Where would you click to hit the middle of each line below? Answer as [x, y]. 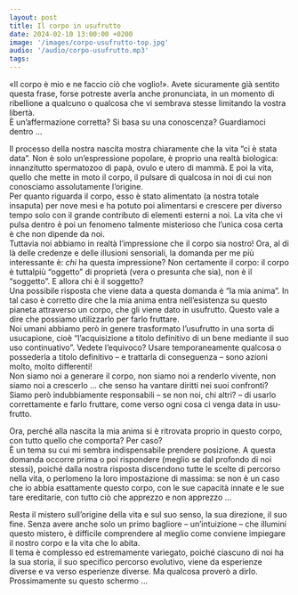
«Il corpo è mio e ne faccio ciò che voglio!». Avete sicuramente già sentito [145, 84]
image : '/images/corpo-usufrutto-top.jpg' [89, 42]
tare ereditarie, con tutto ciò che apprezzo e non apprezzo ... [121, 497]
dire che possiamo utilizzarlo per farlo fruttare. [94, 319]
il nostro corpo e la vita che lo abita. [75, 543]
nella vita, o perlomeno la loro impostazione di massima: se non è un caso [145, 478]
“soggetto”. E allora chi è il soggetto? [77, 281]
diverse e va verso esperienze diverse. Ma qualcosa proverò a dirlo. [133, 571]
